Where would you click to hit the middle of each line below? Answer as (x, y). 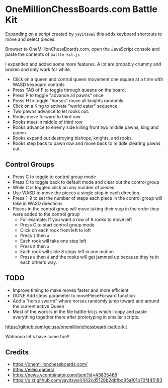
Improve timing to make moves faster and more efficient (70, 290)
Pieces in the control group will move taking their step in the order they (86, 209)
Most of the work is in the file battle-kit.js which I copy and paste (80, 312)
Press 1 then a (34, 236)
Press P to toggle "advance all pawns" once (58, 95)
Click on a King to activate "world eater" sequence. (66, 106)
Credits (17, 352)
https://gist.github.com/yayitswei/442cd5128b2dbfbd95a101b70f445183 (87, 380)
